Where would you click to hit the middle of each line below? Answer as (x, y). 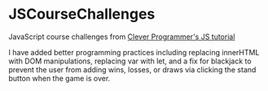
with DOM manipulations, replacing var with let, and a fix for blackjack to (130, 61)
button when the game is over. (59, 78)
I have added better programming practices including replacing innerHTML (134, 52)
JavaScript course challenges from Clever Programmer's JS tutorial (122, 37)
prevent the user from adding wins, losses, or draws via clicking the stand (132, 69)
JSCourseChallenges (82, 14)
